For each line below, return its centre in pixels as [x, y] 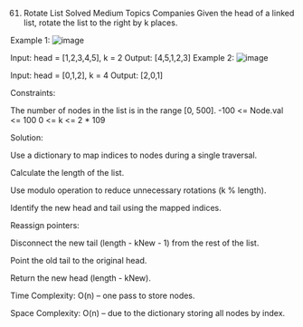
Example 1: [30, 40]
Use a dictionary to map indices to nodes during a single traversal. [134, 155]
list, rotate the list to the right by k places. [100, 23]
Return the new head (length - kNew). [81, 278]
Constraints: [33, 93]
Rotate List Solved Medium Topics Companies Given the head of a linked [159, 13]
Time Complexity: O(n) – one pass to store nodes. [103, 295]
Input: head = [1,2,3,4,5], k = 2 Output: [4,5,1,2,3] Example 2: [122, 58]
